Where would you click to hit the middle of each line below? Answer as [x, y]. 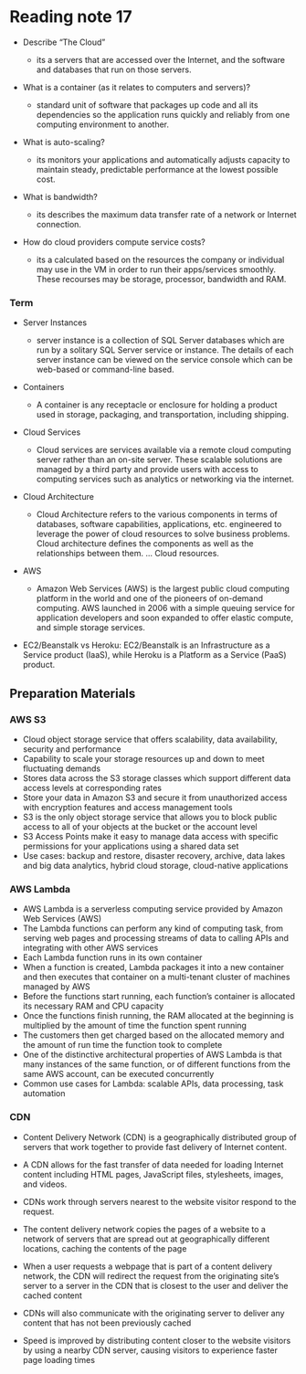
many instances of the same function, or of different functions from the [156, 1064]
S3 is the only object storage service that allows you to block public [150, 817]
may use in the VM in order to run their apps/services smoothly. [156, 269]
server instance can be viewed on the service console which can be [164, 360]
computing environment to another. [103, 124]
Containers [43, 387]
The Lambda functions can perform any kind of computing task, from [153, 928]
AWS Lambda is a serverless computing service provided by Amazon [153, 909]
